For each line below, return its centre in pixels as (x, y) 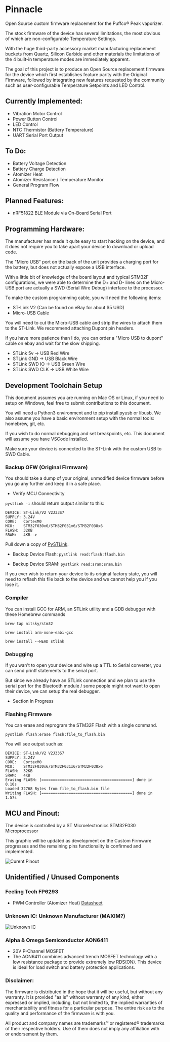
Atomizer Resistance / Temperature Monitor (58, 179)
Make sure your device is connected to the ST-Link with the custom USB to (83, 449)
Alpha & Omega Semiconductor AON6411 (57, 940)
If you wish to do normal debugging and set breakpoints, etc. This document (85, 433)
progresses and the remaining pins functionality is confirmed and (73, 846)
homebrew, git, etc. (25, 424)
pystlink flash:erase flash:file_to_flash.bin (55, 735)
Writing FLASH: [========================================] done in (79, 793)
